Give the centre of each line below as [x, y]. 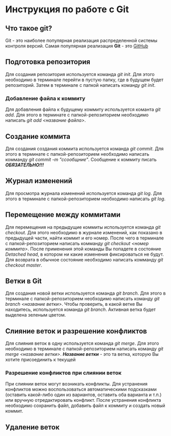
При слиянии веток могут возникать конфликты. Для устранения [77, 384]
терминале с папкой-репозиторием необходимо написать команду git [82, 299]
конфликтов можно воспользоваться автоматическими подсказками [81, 390]
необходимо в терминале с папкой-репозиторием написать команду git [84, 349]
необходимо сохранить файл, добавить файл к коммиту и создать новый [85, 406]
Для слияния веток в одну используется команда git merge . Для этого [82, 344]
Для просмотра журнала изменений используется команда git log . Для [84, 193]
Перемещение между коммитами [63, 215]
